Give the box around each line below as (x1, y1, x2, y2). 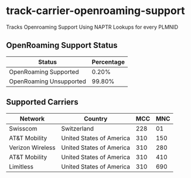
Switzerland (61, 124, 94, 132)
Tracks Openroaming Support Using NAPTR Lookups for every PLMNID (6, 23, 179, 30)
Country (84, 114, 108, 122)
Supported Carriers (6, 97, 79, 107)
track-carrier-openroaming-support (6, 4, 186, 18)
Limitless (9, 162, 34, 170)
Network (19, 114, 45, 122)
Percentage (91, 57, 125, 66)
